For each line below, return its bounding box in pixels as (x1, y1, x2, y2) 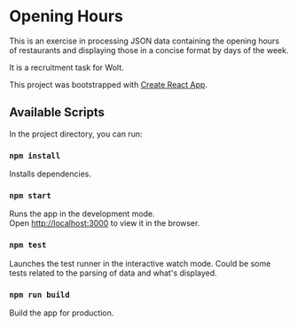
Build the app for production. (9, 308, 114, 318)
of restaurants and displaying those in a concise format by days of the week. (9, 44, 289, 55)
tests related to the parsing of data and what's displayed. (9, 268, 217, 278)
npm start (9, 191, 51, 200)
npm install (9, 151, 61, 160)
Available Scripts (9, 105, 105, 121)
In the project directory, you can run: (9, 128, 143, 139)
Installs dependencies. (9, 168, 91, 179)
